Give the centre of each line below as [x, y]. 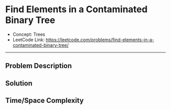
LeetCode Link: [28, 40]
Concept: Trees [29, 34]
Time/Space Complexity [45, 101]
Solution [19, 83]
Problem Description [39, 66]
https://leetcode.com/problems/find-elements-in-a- [100, 40]
